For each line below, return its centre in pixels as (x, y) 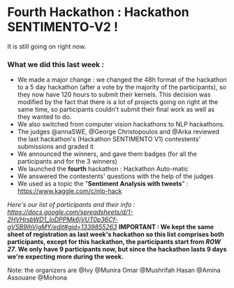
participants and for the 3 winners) (67, 161)
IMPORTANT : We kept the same (166, 227)
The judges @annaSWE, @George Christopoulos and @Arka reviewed (118, 132)
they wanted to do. (44, 117)
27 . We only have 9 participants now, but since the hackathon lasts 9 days (117, 250)
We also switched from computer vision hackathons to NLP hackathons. (121, 124)
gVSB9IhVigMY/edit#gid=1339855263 (62, 227)
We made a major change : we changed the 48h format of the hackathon (122, 80)
